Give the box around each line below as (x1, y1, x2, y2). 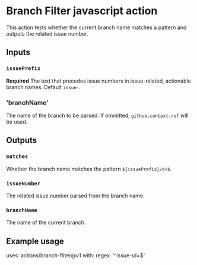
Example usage (6, 236, 64, 246)
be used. (6, 118, 28, 125)
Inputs (6, 48, 31, 58)
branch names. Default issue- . (6, 83, 81, 90)
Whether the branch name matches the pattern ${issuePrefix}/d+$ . (6, 165, 172, 172)
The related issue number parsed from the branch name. (6, 192, 145, 199)
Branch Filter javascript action (6, 4, 158, 18)
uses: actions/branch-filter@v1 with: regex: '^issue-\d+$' (6, 252, 145, 259)
